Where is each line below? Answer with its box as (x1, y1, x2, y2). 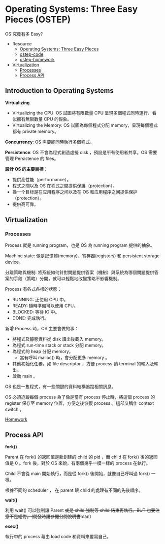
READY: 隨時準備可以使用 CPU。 (12, 303, 78, 309)
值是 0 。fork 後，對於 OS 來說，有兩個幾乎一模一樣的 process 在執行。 (5, 460, 151, 466)
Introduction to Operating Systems (5, 86, 114, 95)
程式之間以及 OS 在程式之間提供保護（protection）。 (12, 183, 117, 189)
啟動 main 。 (12, 373, 38, 379)
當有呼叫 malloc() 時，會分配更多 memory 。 (19, 354, 110, 361)
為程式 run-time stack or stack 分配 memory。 (12, 342, 106, 349)
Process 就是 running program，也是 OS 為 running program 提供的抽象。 (5, 242, 155, 248)
